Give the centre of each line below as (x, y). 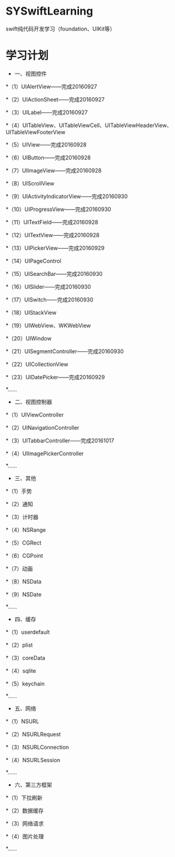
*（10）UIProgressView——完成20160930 (59, 209)
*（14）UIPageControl (33, 261)
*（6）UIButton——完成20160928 (48, 157)
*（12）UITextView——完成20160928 (53, 235)
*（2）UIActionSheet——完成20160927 (55, 99)
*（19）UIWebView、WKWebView (48, 325)
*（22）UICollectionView (37, 364)
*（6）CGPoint (24, 556)
